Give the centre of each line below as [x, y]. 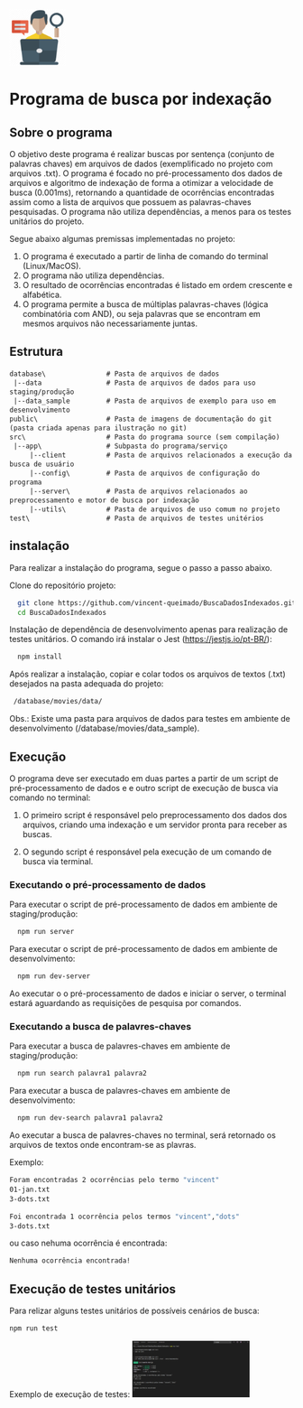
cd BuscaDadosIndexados [62, 612]
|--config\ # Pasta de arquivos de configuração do [144, 473]
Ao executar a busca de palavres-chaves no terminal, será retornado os [143, 1135]
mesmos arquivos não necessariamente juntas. [110, 323]
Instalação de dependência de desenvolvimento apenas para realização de [149, 629]
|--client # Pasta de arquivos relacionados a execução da [161, 455]
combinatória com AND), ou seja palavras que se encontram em [142, 314]
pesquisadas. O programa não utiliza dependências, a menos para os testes [150, 212]
